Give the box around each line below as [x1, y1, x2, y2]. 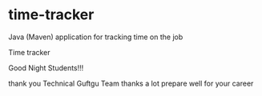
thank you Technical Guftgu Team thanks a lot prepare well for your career [8, 78, 254, 88]
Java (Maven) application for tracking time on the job [8, 32, 183, 42]
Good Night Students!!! [8, 62, 84, 73]
